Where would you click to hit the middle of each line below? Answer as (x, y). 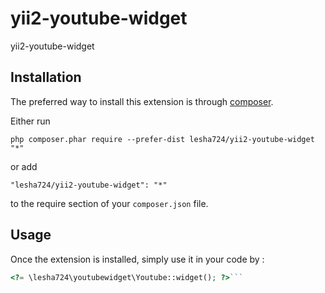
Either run (30, 121)
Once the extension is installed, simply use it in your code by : (137, 259)
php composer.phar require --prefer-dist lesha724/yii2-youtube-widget (162, 139)
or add (24, 166)
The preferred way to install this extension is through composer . (142, 101)
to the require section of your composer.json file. (109, 203)
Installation (46, 77)
